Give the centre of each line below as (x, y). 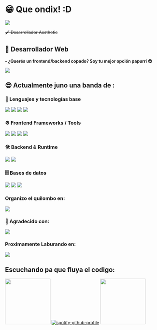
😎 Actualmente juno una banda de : (60, 86)
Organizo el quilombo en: (35, 198)
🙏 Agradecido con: (27, 221)
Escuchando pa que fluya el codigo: (60, 270)
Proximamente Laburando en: (41, 244)
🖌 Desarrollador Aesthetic (31, 32)
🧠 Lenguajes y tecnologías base (43, 99)
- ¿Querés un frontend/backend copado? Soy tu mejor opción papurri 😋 (79, 61)
